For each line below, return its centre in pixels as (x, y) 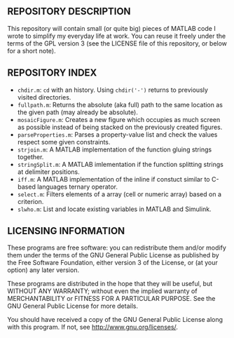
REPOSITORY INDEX (52, 73)
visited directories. (44, 97)
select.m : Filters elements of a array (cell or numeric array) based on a (119, 194)
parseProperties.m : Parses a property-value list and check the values (117, 134)
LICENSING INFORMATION (66, 231)
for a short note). (32, 50)
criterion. (30, 201)
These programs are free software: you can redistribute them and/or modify (117, 248)
